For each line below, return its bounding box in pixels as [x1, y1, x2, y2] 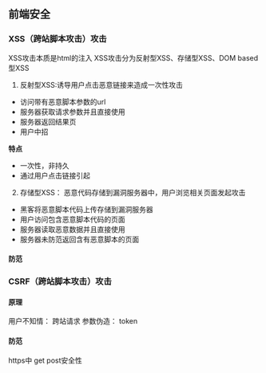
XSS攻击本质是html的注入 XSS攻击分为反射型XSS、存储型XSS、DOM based [8, 53, 259, 62]
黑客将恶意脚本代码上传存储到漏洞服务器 [19, 204, 153, 214]
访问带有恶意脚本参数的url [19, 96, 106, 106]
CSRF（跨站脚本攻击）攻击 [8, 276, 112, 287]
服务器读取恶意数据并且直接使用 [19, 224, 125, 234]
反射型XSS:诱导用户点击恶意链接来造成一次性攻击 [19, 80, 184, 89]
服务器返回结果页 [19, 116, 77, 126]
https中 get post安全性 [8, 355, 82, 365]
